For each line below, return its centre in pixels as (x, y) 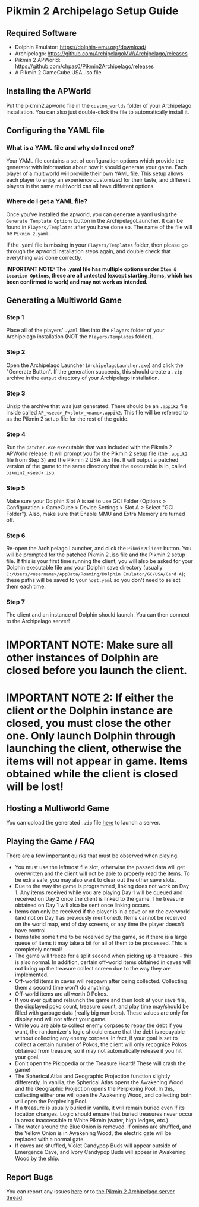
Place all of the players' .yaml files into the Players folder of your (85, 330)
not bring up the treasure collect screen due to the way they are (93, 969)
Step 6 (16, 536)
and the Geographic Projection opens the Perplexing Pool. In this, (95, 1089)
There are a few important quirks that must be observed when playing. (93, 856)
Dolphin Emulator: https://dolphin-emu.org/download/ (80, 47)
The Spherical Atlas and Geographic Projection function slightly (92, 1076)
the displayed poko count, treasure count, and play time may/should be (102, 1007)
